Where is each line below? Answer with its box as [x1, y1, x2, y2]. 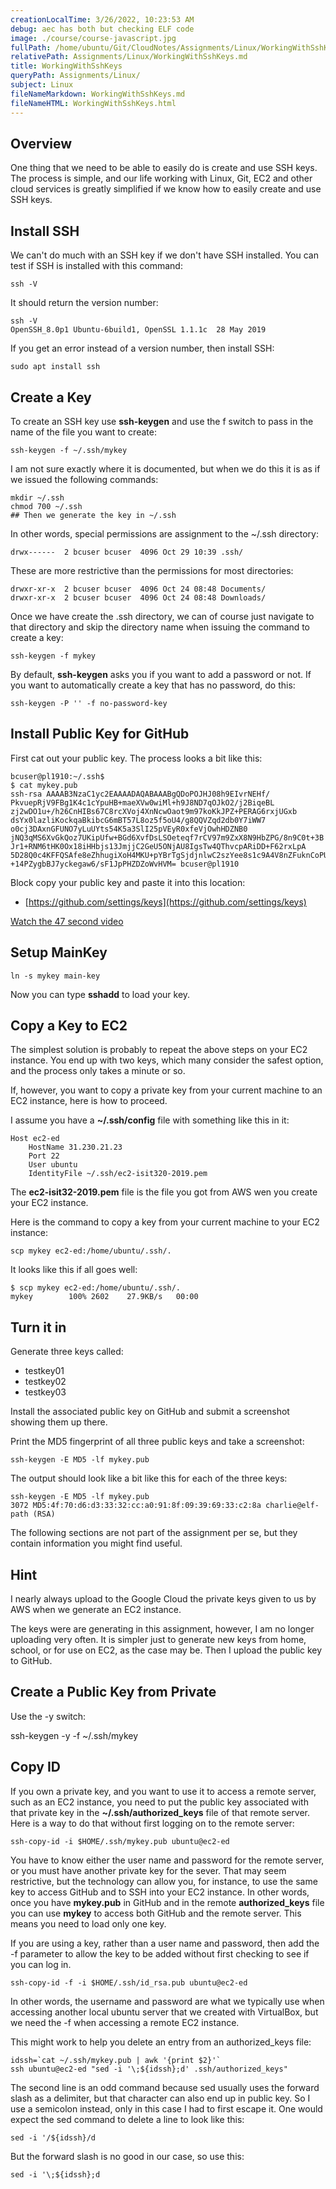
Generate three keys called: [10, 1346, 124, 1358]
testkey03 [24, 1386, 67, 1398]
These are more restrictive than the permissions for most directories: [10, 564, 294, 576]
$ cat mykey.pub [10, 780, 78, 790]
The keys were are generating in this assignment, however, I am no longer [10, 1623, 315, 1635]
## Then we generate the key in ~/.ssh [10, 510, 177, 520]
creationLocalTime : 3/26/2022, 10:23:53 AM [10, 14, 195, 25]
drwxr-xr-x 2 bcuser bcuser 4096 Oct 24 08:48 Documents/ [10, 584, 267, 594]
